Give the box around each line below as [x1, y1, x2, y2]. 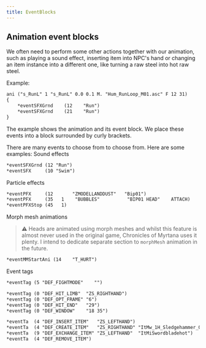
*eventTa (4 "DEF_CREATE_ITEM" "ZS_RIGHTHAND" [6, 325, 136, 331]
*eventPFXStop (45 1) [6, 202, 67, 209]
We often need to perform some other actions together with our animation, [6, 48, 195, 55]
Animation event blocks [6, 32, 99, 42]
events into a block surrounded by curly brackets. [6, 131, 132, 139]
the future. [21, 245, 48, 252]
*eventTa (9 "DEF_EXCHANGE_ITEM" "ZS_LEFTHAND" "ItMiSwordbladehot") [6, 330, 193, 336]
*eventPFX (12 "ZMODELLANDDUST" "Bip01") [6, 191, 147, 197]
